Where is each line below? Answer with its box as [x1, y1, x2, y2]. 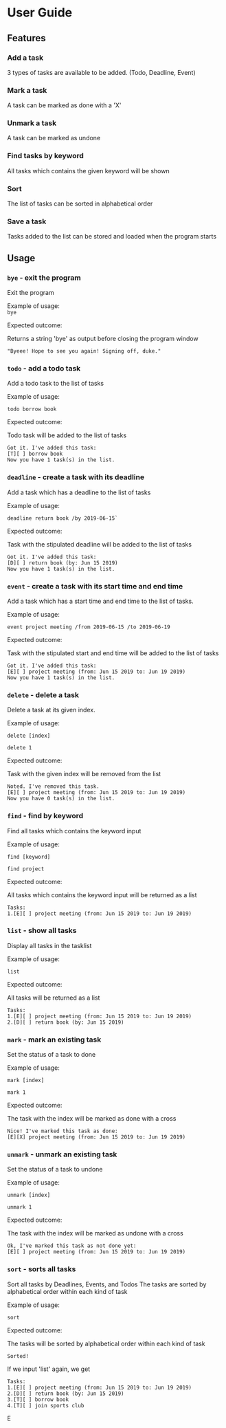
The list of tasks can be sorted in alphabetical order [7, 199, 153, 208]
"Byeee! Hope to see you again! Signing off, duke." [7, 348, 161, 355]
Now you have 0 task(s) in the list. [7, 795, 115, 802]
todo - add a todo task [7, 363, 81, 373]
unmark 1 [7, 1204, 32, 1211]
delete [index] [7, 732, 51, 740]
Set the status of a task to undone [7, 1165, 103, 1174]
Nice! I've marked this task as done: [7, 1128, 118, 1135]
